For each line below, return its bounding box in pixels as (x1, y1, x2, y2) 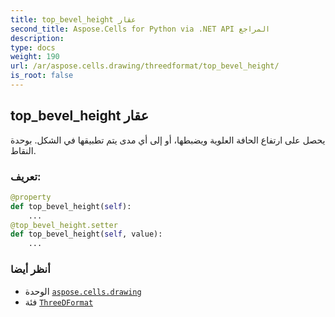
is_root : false (10, 71, 74, 81)
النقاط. (10, 144, 37, 156)
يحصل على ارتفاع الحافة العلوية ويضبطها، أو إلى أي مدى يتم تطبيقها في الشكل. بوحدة (10, 134, 326, 146)
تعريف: (10, 169, 42, 183)
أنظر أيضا (10, 262, 51, 276)
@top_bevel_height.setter (10, 220, 118, 230)
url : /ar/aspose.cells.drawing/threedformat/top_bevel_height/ (10, 61, 280, 71)
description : (10, 33, 65, 43)
